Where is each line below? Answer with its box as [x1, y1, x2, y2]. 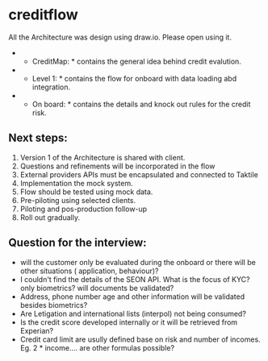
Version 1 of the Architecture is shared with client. [19, 152, 186, 162]
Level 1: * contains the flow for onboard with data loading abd [31, 73, 237, 83]
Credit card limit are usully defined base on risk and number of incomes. [19, 334, 261, 344]
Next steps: [8, 131, 69, 145]
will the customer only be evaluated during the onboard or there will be [19, 257, 256, 267]
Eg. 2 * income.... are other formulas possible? [19, 342, 175, 352]
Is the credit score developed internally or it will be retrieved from [19, 317, 238, 327]
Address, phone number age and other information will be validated [19, 292, 245, 301]
